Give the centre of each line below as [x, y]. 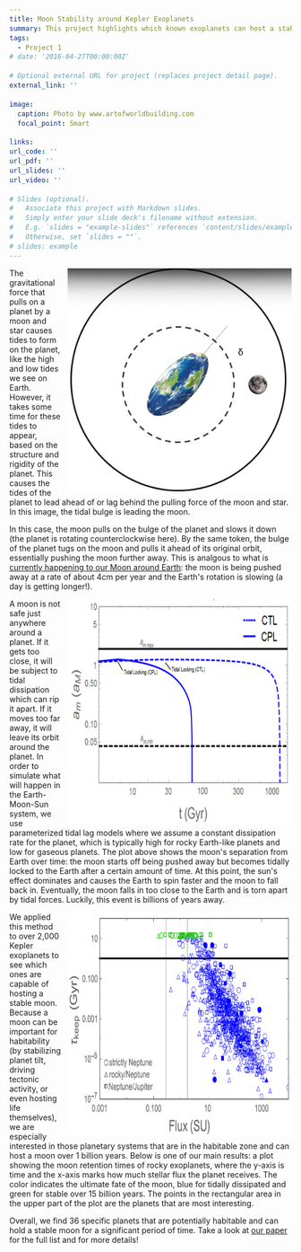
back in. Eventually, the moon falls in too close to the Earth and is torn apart [149, 890]
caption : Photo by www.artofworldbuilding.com [106, 114]
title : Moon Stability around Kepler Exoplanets [102, 19]
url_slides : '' [38, 171]
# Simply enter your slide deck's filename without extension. [133, 218]
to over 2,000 [34, 936]
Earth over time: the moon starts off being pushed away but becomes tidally [149, 861]
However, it [30, 397]
